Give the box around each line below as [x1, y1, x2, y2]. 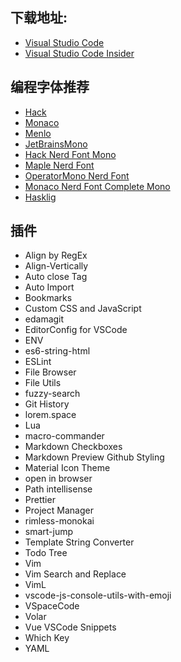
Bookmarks [24, 292, 73, 304]
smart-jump [24, 526, 74, 538]
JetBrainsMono [24, 138, 88, 150]
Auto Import [24, 281, 75, 293]
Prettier [24, 494, 56, 506]
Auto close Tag [24, 271, 88, 283]
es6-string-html [24, 345, 91, 357]
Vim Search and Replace [24, 568, 127, 580]
